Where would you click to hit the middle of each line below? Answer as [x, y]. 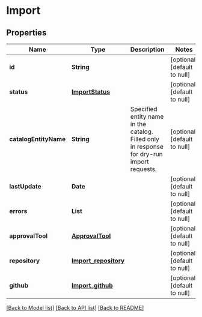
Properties [26, 33]
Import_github [92, 285]
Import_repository [98, 261]
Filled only [145, 139]
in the [138, 124]
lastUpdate [25, 186]
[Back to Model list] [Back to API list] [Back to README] [75, 308]
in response [147, 146]
